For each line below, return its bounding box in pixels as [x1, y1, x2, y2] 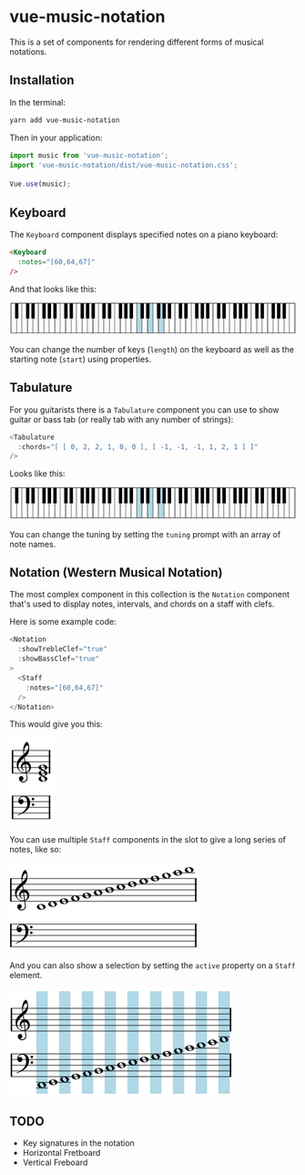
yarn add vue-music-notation [9, 116, 120, 125]
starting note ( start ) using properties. [9, 353, 152, 364]
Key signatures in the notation [22, 1138, 135, 1149]
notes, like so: [9, 844, 62, 855]
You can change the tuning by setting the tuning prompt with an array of [9, 528, 281, 539]
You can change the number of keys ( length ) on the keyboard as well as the [9, 343, 294, 354]
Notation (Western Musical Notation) [9, 565, 223, 580]
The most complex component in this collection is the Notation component [9, 589, 290, 600]
